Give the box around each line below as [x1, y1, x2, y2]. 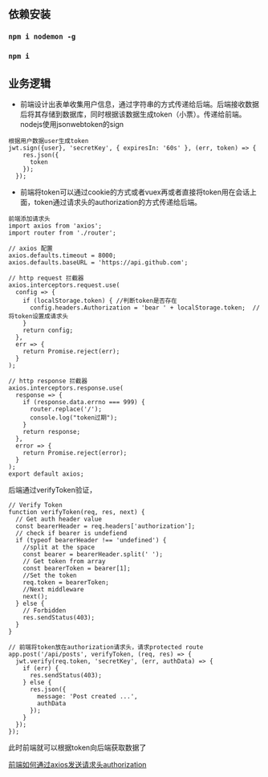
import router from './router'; [8, 229, 116, 237]
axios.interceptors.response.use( [8, 384, 124, 392]
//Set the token [22, 571, 78, 580]
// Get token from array [22, 558, 106, 566]
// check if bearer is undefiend [15, 530, 128, 538]
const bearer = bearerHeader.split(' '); [22, 550, 163, 558]
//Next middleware [22, 586, 84, 594]
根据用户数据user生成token [8, 137, 89, 145]
